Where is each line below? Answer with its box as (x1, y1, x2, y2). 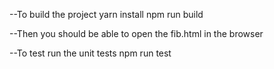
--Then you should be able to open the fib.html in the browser (9, 28, 264, 39)
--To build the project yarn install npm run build (9, 9, 204, 20)
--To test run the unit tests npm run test (9, 47, 172, 59)
